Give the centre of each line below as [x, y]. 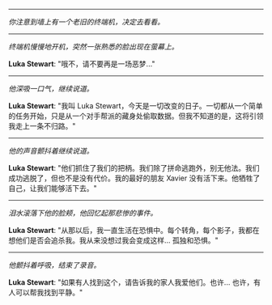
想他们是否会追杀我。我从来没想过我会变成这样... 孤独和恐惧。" [113, 240]
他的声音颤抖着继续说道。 [51, 151]
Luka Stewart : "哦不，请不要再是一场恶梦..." [82, 64]
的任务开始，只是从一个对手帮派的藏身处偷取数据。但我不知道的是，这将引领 [136, 116]
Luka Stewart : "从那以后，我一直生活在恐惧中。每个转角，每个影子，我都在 [134, 230]
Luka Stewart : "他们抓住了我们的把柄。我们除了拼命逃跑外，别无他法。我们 [134, 168]
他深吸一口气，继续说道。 [51, 89]
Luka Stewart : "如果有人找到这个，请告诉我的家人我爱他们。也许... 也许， [131, 282]
